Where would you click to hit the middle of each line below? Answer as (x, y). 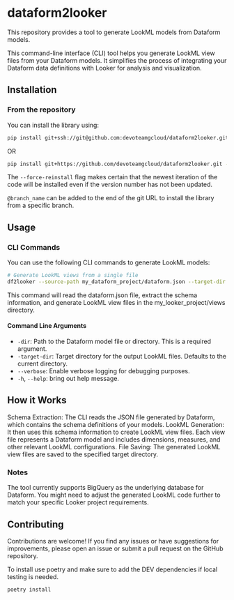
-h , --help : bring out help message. (68, 379)
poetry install (29, 590)
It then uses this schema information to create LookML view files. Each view (116, 432)
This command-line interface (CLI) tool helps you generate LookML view (111, 53)
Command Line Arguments (47, 326)
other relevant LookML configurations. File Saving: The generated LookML (114, 447)
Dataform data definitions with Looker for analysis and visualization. (104, 68)
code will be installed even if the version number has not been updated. (110, 185)
